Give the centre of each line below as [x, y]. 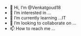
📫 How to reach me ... [32, 28]
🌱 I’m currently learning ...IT [38, 18]
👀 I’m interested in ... [30, 13]
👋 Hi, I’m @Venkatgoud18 [35, 8]
